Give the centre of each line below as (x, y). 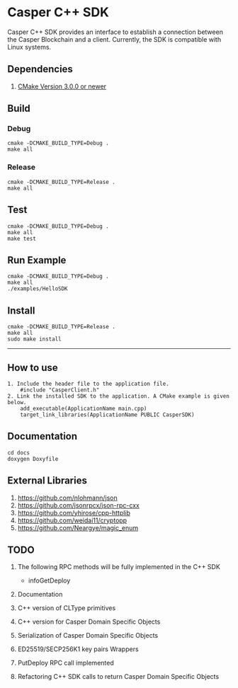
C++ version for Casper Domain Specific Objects (89, 622)
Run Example (37, 260)
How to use (33, 368)
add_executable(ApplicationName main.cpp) (84, 408)
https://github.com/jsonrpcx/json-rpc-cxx (78, 505)
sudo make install (34, 339)
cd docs (19, 453)
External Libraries (47, 481)
